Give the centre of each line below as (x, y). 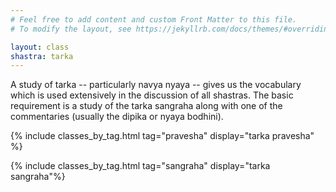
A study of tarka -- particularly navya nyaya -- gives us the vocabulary (156, 85)
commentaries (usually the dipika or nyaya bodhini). (117, 117)
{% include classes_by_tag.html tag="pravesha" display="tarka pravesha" (162, 136)
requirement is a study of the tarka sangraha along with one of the (146, 106)
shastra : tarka (42, 56)
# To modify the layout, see (71, 29)
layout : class (40, 47)
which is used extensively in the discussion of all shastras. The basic (152, 95)
